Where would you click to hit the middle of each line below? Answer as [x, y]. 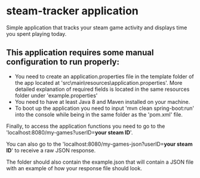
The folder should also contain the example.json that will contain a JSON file [100, 162]
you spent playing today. [36, 33]
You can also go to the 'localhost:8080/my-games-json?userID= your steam [99, 144]
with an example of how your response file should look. [74, 168]
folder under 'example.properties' [56, 95]
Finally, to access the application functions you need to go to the [86, 126]
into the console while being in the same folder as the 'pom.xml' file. [99, 114]
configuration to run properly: [63, 62]
